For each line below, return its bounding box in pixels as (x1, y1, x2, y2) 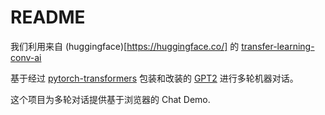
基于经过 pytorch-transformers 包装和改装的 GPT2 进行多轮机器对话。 (10, 72, 299, 84)
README (10, 6, 86, 29)
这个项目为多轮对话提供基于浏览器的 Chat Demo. (10, 93, 211, 105)
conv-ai (10, 51, 42, 63)
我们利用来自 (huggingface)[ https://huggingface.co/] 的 (10, 40, 240, 52)
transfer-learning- (241, 40, 315, 52)
